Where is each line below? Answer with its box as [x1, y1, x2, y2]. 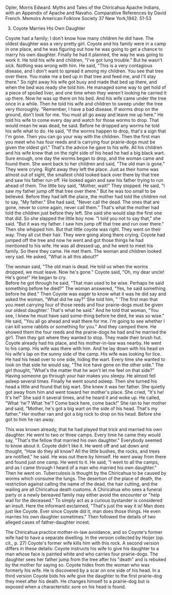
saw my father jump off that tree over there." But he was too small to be [5, 188, 156, 194]
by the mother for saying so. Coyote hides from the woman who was [5, 562, 150, 568]
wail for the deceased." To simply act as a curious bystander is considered [5, 497, 163, 503]
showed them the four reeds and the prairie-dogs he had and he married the [5, 329, 166, 335]
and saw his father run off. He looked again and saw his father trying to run [5, 177, 164, 183]
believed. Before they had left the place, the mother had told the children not [5, 194, 166, 199]
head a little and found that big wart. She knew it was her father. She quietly [5, 384, 165, 389]
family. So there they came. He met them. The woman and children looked [5, 248, 162, 254]
